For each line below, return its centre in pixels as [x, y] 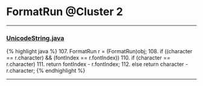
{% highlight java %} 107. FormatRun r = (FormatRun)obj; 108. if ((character [99, 51]
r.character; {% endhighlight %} [46, 71]
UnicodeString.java [35, 38]
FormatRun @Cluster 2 [65, 12]
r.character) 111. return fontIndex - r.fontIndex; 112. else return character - [97, 64]
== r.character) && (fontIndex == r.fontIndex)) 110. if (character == [89, 58]
